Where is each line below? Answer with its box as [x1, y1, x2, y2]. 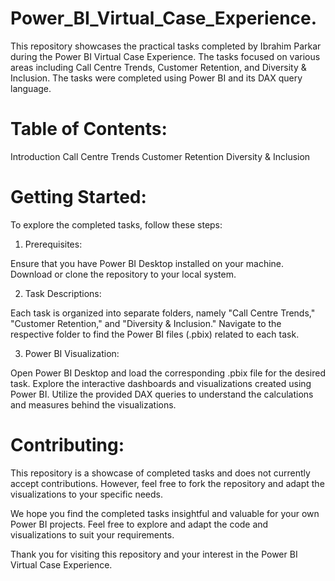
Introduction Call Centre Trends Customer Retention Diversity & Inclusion [10, 150, 311, 162]
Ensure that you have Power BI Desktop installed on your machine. [10, 257, 285, 269]
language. [10, 82, 52, 94]
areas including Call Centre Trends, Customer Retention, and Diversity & [10, 61, 307, 73]
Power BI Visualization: [24, 347, 120, 359]
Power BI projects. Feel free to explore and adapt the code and [10, 518, 269, 530]
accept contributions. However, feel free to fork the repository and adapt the [10, 477, 325, 489]
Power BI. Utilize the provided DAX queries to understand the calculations [10, 388, 314, 400]
